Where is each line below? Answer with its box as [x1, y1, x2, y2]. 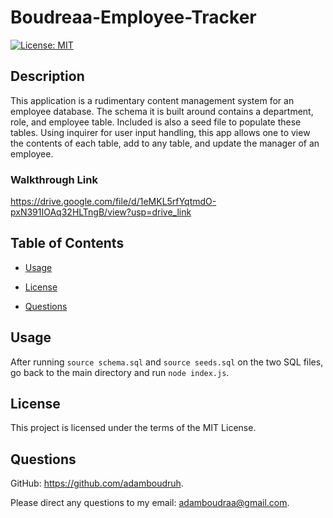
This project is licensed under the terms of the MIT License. [10, 422, 257, 434]
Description [10, 68, 85, 85]
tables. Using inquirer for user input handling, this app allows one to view [10, 126, 311, 138]
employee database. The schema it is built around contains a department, [10, 105, 314, 117]
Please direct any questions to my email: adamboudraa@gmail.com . [10, 497, 290, 509]
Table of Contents [10, 235, 125, 252]
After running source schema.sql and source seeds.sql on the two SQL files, [10, 356, 324, 368]
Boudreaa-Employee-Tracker [10, 6, 257, 29]
